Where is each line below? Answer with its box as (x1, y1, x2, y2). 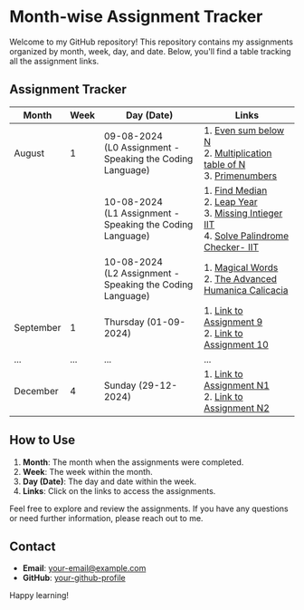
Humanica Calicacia (203, 284, 289, 296)
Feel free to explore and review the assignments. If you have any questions (9, 503, 289, 514)
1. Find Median (203, 184, 268, 197)
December (14, 384, 59, 397)
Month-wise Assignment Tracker (9, 6, 263, 27)
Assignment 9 (203, 315, 263, 328)
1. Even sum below (203, 124, 285, 137)
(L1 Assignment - (103, 207, 180, 219)
